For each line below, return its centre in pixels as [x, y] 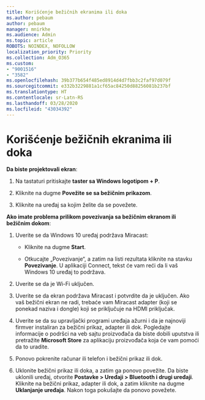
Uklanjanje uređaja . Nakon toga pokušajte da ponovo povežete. [96, 390]
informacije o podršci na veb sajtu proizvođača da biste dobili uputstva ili [107, 334]
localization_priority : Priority [49, 52]
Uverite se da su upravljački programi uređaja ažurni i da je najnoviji [100, 321]
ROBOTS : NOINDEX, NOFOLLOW [41, 47]
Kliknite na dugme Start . [55, 247]
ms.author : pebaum [30, 18]
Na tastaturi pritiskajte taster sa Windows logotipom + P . [88, 181]
